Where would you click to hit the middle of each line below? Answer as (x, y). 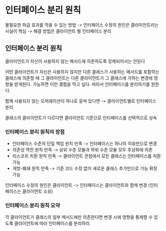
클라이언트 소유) (38, 191)
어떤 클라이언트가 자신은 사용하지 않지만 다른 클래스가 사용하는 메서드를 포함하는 (82, 72)
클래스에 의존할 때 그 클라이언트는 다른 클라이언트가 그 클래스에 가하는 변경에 (79, 78)
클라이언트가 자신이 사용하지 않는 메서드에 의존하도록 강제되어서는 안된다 (75, 61)
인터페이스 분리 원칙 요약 (33, 205)
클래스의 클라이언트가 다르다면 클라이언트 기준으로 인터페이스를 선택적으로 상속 (81, 118)
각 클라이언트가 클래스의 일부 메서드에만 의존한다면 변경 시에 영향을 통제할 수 (79, 217)
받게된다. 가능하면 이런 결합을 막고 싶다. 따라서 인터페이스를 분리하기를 (82, 84)
